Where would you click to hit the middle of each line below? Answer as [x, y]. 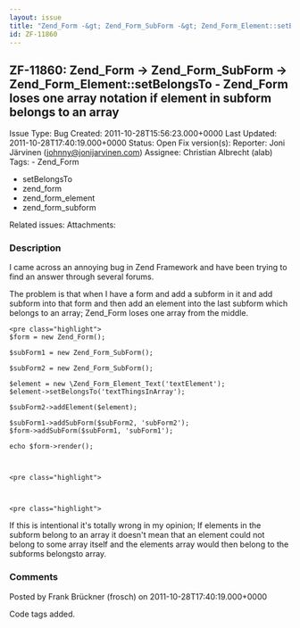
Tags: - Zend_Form [44, 162]
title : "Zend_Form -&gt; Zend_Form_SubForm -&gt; [104, 26]
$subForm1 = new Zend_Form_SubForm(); [81, 353]
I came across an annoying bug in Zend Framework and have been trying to [148, 268]
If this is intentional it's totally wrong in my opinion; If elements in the [135, 525]
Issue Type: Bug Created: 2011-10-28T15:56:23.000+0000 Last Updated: [143, 134]
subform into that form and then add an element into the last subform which [149, 303]
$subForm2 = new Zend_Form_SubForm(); [81, 368]
